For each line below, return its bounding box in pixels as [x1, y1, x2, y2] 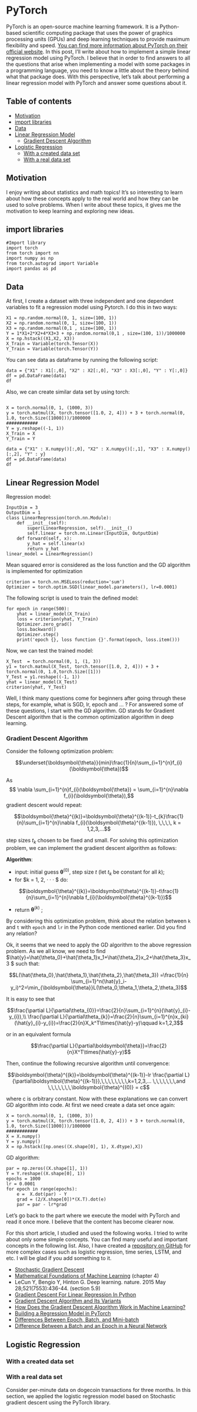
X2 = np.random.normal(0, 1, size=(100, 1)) [6, 320, 117, 326]
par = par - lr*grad [16, 1202, 67, 1208]
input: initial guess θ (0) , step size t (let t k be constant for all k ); [14, 867, 165, 877]
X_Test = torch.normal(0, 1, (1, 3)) [6, 659, 101, 664]
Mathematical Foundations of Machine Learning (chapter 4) [14, 1272, 159, 1279]
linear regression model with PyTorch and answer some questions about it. [6, 79, 187, 86]
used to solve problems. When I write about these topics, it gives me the [6, 201, 181, 208]
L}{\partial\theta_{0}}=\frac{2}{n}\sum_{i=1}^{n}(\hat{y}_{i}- [46, 1007, 191, 1014]
